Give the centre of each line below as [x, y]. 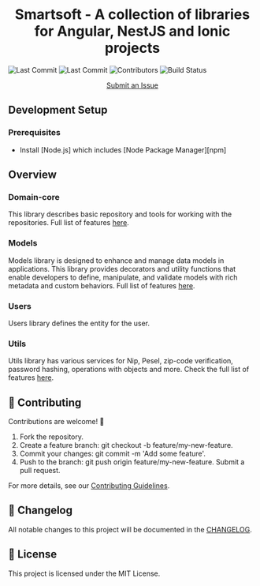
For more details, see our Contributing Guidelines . [89, 486]
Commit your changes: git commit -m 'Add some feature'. [113, 454]
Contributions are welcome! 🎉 [56, 422]
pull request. [40, 471]
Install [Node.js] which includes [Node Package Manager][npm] [123, 150]
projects [132, 48]
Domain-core [34, 197]
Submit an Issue [132, 85]
